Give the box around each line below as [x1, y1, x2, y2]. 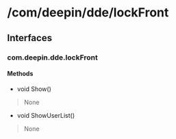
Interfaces [7, 32, 53, 44]
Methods [7, 70, 34, 78]
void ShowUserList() [16, 111, 75, 119]
